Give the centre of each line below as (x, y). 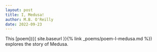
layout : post (19, 10)
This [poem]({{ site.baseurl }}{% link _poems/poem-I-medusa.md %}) (79, 39)
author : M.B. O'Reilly (29, 19)
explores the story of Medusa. (37, 44)
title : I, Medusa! (25, 15)
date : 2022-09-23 (24, 24)
